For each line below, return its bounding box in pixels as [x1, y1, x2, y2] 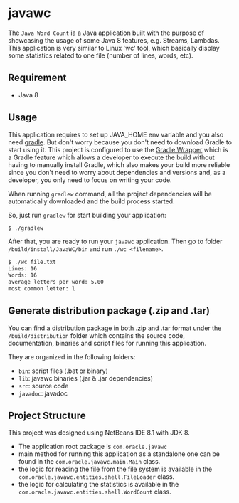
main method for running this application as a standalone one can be [18, 450, 220, 458]
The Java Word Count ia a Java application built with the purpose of [8, 28, 205, 37]
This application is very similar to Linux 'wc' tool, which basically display [8, 43, 220, 52]
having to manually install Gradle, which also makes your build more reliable [8, 160, 230, 169]
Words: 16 [8, 272, 38, 279]
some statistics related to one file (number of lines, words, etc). [8, 51, 193, 60]
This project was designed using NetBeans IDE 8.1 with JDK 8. [8, 428, 191, 437]
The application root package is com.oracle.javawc [18, 443, 168, 451]
